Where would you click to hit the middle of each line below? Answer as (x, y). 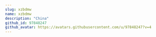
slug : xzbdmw (18, 9)
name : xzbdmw (18, 14)
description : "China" (27, 18)
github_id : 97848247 (26, 23)
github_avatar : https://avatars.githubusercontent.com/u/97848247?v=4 (78, 27)
